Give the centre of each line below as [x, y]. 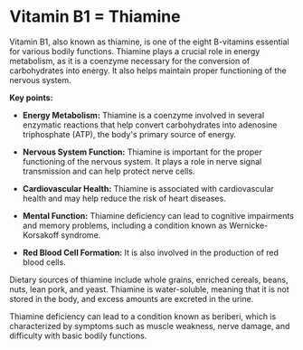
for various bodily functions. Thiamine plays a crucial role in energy [135, 51]
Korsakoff [41, 235]
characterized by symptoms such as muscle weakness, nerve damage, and [150, 326]
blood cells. [44, 262]
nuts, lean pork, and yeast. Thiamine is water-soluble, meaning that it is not [149, 289]
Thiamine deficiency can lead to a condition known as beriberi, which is [143, 316]
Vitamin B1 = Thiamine [95, 17]
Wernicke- [249, 225]
